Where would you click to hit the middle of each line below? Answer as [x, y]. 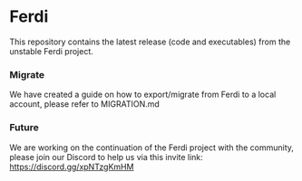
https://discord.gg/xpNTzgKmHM [72, 167]
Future [24, 128]
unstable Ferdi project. [51, 51]
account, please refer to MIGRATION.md [85, 104]
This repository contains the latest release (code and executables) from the [150, 42]
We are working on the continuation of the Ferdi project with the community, [152, 148]
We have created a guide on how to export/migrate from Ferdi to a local [143, 95]
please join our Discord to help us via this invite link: [107, 157]
